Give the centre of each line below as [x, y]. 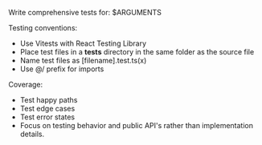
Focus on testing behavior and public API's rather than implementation [136, 125]
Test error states [47, 117]
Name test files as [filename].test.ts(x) [83, 60]
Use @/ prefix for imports [62, 69]
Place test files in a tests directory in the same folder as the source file [137, 52]
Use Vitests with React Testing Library [83, 43]
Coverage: [26, 85]
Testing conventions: [43, 28]
